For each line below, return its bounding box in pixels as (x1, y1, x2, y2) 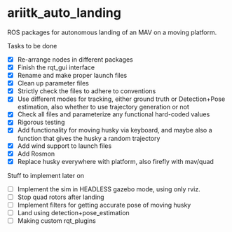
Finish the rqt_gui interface (17, 63, 95, 71)
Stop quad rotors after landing (17, 193, 104, 201)
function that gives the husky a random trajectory (17, 134, 161, 142)
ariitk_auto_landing (7, 5, 121, 21)
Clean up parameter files (17, 79, 90, 88)
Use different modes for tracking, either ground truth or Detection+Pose (17, 95, 226, 103)
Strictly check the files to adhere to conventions (17, 87, 156, 95)
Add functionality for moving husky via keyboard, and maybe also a (17, 126, 212, 135)
